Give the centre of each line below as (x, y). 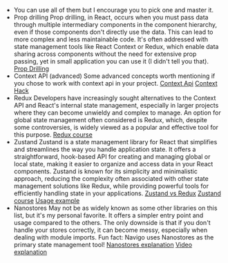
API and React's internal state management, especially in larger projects (116, 105)
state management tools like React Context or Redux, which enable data (116, 47)
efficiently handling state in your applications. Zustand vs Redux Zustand (117, 193)
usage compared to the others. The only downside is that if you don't (112, 223)
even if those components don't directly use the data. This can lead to (113, 32)
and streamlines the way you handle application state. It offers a (105, 149)
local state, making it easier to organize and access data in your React (113, 164)
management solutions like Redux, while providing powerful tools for (111, 186)
